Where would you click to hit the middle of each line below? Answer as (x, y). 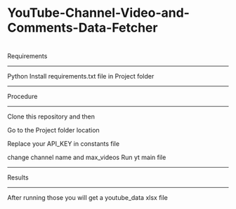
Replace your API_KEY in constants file (64, 144)
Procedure (22, 97)
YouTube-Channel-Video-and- (98, 13)
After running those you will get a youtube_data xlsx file (88, 198)
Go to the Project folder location (53, 130)
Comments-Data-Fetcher (83, 28)
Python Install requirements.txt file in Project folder (81, 76)
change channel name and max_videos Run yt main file (87, 157)
